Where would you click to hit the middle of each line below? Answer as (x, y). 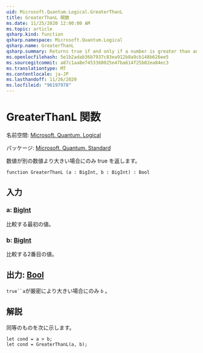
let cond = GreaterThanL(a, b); (47, 344)
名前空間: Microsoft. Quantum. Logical (54, 135)
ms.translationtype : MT (36, 68)
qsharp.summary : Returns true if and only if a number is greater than (98, 52)
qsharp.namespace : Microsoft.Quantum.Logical (64, 40)
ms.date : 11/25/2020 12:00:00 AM (48, 23)
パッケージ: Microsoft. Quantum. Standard (59, 148)
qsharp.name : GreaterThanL (40, 46)
